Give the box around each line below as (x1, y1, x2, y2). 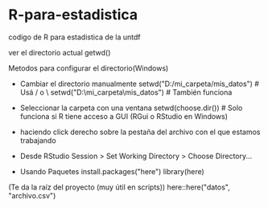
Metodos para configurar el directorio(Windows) (8, 63, 169, 73)
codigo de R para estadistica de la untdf (8, 32, 141, 42)
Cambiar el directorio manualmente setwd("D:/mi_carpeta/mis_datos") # (19, 79, 260, 88)
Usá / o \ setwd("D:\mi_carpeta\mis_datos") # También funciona (19, 87, 233, 97)
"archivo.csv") (8, 190, 56, 200)
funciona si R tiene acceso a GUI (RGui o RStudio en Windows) (19, 111, 228, 121)
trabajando (19, 135, 56, 145)
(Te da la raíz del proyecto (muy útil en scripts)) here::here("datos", (8, 182, 231, 192)
